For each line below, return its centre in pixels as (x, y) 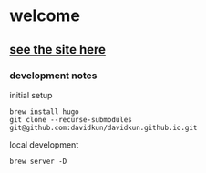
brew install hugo (44, 112)
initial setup (31, 95)
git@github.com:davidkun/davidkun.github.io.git (103, 127)
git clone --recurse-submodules (71, 119)
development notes (53, 76)
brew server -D (38, 161)
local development (44, 144)
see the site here (58, 50)
